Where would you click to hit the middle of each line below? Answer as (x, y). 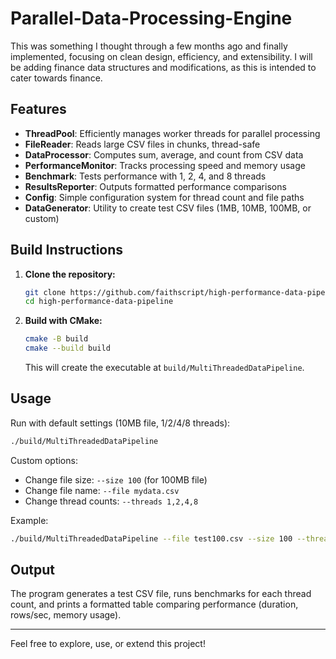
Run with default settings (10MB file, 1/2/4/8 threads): (120, 423)
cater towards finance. (56, 78)
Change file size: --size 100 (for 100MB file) (116, 479)
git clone (45, 292)
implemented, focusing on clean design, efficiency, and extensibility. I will (161, 56)
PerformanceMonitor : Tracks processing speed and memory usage (165, 165)
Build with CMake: (63, 321)
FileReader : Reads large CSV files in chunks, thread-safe (142, 144)
